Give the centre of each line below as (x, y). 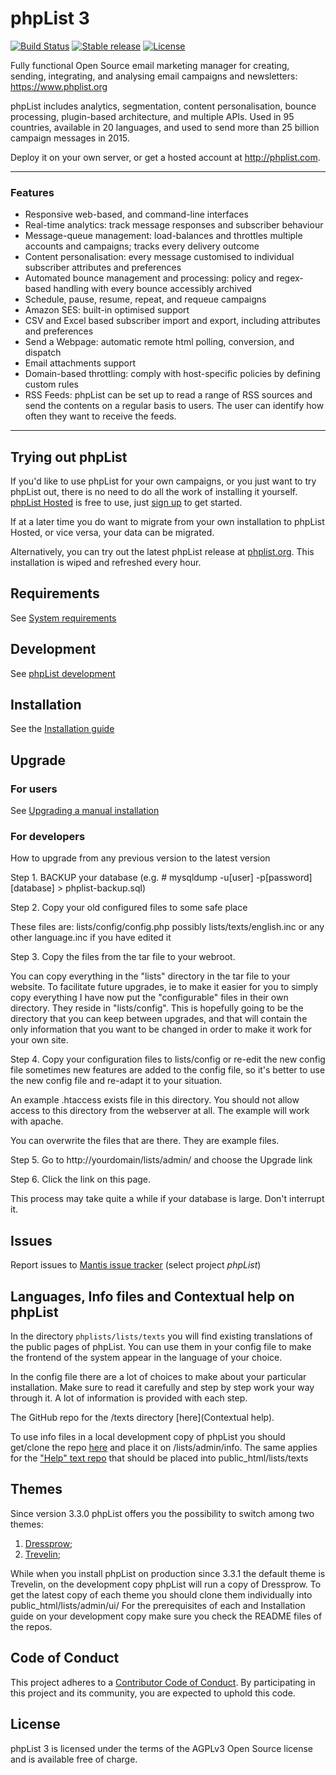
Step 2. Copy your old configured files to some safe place (129, 908)
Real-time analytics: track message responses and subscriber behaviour (174, 225)
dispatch (43, 353)
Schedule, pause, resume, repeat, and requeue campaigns (145, 299)
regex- (290, 278)
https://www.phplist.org (59, 86)
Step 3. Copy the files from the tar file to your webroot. (123, 957)
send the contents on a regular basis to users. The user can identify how (174, 406)
